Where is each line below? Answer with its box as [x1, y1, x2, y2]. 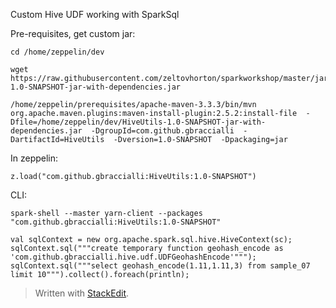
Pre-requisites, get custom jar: [10, 28, 136, 39]
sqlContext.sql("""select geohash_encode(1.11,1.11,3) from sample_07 [10, 261, 311, 271]
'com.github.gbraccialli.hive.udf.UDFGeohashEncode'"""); [10, 252, 257, 262]
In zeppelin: [10, 152, 59, 164]
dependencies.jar [10, 126, 83, 136]
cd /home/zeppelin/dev [10, 47, 105, 57]
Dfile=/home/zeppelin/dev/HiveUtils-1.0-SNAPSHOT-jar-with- [10, 117, 267, 127]
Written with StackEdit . [34, 287, 130, 299]
